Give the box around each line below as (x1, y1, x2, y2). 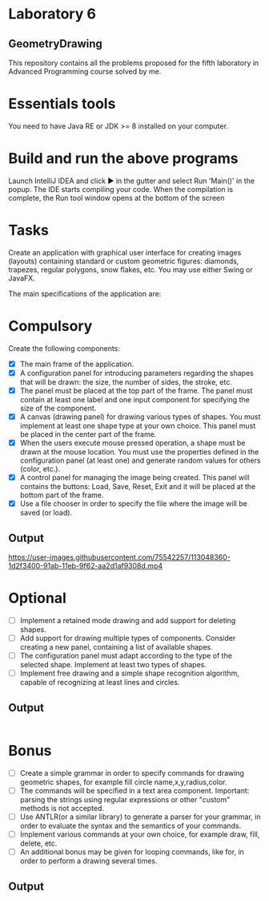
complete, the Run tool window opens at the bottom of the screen (8, 193, 225, 202)
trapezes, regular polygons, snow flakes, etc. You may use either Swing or (8, 264, 254, 274)
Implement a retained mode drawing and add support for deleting (19, 615, 236, 625)
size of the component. (19, 403, 97, 413)
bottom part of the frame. (19, 491, 104, 500)
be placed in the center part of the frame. (19, 430, 157, 438)
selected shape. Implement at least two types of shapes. (19, 660, 207, 670)
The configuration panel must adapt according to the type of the (19, 651, 232, 661)
